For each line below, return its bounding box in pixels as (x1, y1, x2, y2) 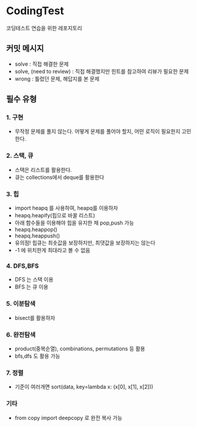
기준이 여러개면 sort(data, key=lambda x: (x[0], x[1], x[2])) (14, 383, 154, 390)
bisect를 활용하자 (14, 314, 56, 321)
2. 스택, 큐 (6, 152, 34, 160)
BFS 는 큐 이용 (14, 283, 49, 291)
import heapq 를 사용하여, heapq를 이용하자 (14, 204, 118, 211)
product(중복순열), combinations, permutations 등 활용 (14, 345, 146, 352)
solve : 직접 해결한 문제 (14, 60, 69, 68)
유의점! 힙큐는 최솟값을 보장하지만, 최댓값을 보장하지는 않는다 (14, 239, 156, 246)
